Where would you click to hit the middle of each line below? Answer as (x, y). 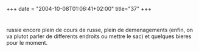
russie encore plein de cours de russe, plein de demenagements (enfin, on (100, 30)
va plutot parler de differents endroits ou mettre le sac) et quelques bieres (99, 36)
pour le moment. (27, 43)
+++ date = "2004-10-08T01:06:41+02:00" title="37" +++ (79, 9)
